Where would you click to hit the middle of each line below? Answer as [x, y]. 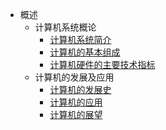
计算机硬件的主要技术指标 [102, 64]
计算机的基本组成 [85, 52]
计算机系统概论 [65, 27]
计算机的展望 [76, 114]
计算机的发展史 [80, 89]
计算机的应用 [76, 102]
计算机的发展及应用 [74, 77]
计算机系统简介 [80, 39]
